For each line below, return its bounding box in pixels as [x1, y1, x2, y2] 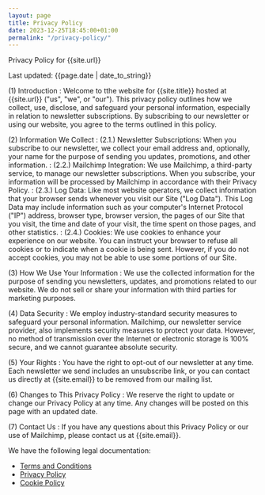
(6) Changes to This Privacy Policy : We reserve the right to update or [8, 390, 235, 400]
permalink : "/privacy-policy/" [8, 33, 112, 42]
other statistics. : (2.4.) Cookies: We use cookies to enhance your [8, 227, 221, 238]
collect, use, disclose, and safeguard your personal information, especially [8, 103, 251, 112]
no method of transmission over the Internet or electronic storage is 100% [8, 334, 249, 344]
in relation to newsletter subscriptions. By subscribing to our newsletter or [8, 112, 249, 121]
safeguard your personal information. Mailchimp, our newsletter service [8, 318, 242, 327]
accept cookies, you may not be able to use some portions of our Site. [8, 253, 237, 262]
